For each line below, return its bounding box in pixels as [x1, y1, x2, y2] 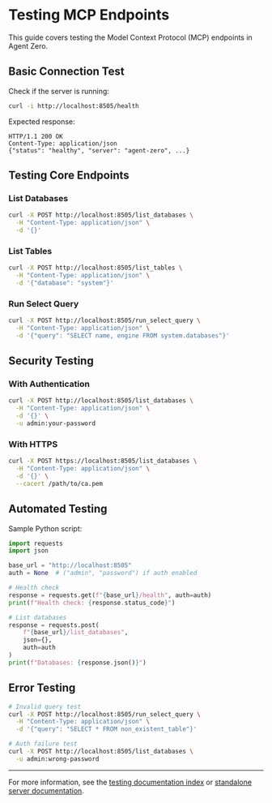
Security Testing [8, 354, 95, 368]
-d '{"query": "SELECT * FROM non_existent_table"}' [15, 725, 198, 733]
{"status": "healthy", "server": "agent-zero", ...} [8, 146, 190, 155]
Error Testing [8, 681, 76, 695]
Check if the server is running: [8, 86, 109, 96]
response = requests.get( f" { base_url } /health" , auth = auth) [8, 590, 212, 599]
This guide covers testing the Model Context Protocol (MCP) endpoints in [8, 32, 253, 42]
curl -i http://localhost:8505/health [8, 101, 139, 110]
